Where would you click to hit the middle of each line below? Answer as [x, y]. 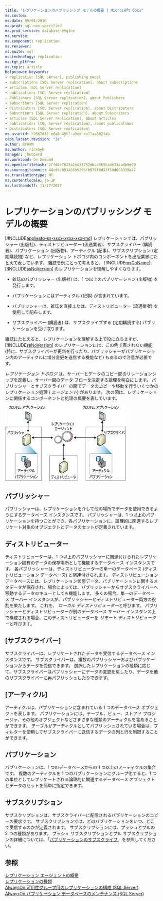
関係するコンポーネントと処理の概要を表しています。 [67, 398]
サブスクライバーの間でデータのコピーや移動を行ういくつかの [97, 386]
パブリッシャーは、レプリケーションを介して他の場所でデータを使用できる [80, 509]
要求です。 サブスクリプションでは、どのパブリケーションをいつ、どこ [84, 821]
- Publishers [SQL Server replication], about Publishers [65, 98]
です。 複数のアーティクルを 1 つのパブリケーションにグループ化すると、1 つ [81, 774]
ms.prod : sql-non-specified [34, 26]
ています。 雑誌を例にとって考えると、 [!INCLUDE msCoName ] [88, 263]
